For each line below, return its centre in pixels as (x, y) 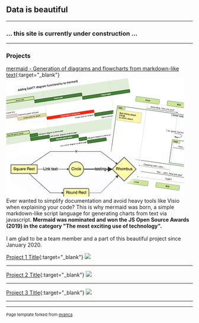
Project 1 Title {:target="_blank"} (45, 257)
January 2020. (24, 245)
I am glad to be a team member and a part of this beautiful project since (94, 239)
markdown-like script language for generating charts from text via (86, 213)
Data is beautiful (37, 10)
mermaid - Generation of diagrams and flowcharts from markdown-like (93, 69)
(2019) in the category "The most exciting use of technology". (84, 226)
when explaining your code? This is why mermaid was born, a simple (90, 207)
